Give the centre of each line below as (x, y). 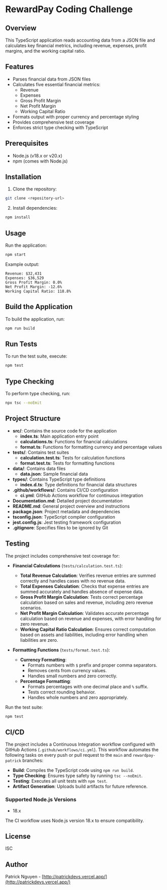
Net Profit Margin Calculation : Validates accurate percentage (85, 613)
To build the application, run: (35, 319)
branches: (33, 760)
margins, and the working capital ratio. (45, 51)
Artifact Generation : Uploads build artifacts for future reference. (80, 787)
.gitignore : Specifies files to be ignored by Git (60, 527)
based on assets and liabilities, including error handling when (84, 635)
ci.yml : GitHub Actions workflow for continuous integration (81, 495)
